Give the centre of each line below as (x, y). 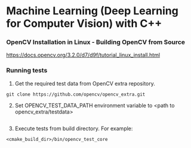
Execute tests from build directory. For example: (74, 128)
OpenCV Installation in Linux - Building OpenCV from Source (96, 42)
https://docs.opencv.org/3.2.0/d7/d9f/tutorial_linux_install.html (83, 55)
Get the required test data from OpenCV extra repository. (85, 83)
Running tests (27, 71)
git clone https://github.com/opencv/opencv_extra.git (76, 94)
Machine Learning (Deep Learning (93, 11)
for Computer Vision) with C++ (84, 23)
